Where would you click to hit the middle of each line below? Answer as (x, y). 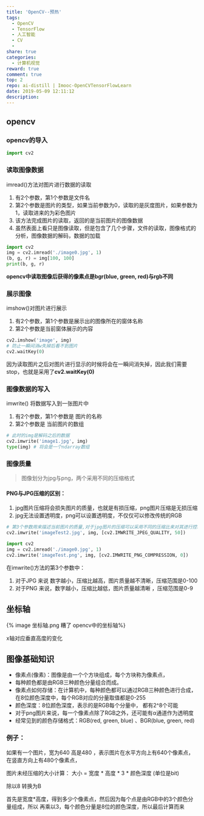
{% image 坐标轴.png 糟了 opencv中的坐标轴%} (66, 625)
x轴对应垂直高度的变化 (34, 638)
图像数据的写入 (28, 389)
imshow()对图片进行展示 (37, 308)
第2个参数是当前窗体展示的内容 (54, 329)
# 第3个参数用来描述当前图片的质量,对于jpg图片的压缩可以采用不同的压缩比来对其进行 (100, 527)
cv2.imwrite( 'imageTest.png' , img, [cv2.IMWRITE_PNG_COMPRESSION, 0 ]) (97, 555)
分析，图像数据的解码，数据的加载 (58, 235)
